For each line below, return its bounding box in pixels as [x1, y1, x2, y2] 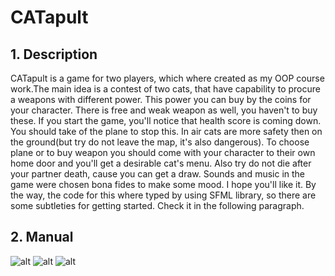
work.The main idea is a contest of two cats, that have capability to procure [10, 83, 321, 95]
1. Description [10, 46, 98, 63]
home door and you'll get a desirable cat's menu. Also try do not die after [10, 157, 312, 169]
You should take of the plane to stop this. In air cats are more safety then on [10, 126, 323, 137]
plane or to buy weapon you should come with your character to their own [10, 147, 316, 158]
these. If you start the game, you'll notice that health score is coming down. [10, 115, 322, 126]
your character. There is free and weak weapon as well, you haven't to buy [10, 104, 318, 116]
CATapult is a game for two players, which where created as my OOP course [10, 72, 325, 84]
